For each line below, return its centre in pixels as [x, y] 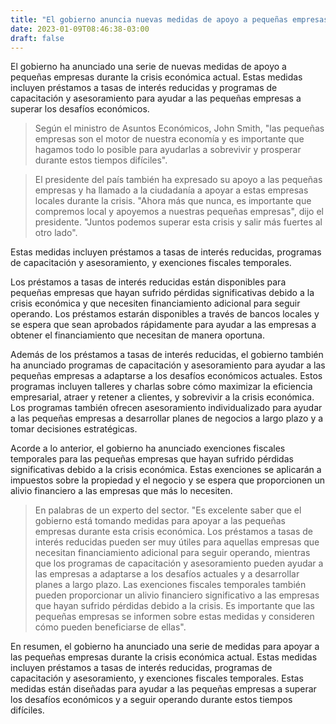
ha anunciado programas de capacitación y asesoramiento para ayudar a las [168, 365]
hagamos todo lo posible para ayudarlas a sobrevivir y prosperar [168, 150]
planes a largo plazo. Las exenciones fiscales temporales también [170, 585]
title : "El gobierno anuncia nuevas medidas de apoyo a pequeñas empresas [169, 19]
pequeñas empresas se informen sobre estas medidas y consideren [174, 617]
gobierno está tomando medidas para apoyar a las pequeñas [160, 521]
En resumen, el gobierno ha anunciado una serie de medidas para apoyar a [165, 647]
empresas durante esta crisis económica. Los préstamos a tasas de [174, 532]
